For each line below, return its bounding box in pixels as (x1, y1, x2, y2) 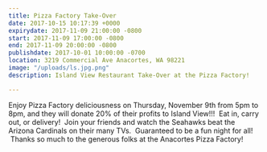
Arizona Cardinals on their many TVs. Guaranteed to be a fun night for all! (8, 126, 253, 135)
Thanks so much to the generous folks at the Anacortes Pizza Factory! (10, 134, 244, 144)
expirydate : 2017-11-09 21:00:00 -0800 (8, 26, 142, 34)
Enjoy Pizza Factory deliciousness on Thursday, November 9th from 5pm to (8, 100, 259, 110)
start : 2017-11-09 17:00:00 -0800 (8, 34, 125, 42)
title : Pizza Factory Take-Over (8, 11, 117, 20)
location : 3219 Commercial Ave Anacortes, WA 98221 (8, 57, 185, 65)
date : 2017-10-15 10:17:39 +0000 (8, 19, 121, 27)
